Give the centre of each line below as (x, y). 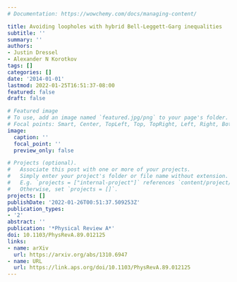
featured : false (31, 92)
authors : (20, 46)
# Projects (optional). (42, 163)
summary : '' (25, 39)
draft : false (26, 98)
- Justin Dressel (33, 53)
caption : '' (31, 137)
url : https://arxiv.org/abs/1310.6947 (71, 255)
